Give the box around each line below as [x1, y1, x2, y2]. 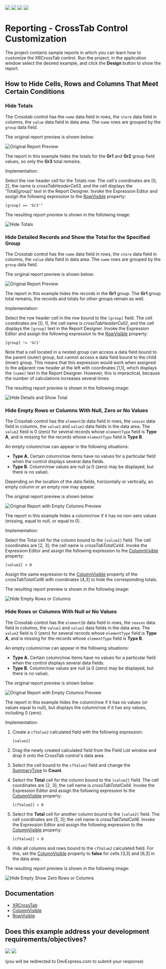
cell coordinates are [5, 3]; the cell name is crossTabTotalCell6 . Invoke [12, 816, 155, 822]
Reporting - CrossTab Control [5, 23, 128, 34]
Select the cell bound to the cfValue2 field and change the [12, 762, 131, 768]
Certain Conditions [5, 87, 65, 96]
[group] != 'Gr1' [5, 340, 41, 345]
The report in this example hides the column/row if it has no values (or [5, 699, 148, 705]
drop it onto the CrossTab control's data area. [12, 752, 105, 758]
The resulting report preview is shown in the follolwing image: [5, 211, 131, 218]
